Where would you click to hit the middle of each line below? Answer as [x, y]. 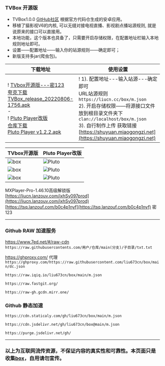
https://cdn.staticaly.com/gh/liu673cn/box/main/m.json [63, 316]
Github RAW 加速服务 [31, 231]
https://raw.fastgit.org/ [31, 284]
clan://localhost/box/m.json [112, 119]
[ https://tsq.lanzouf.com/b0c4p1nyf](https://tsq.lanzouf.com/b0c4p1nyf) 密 [81, 207]
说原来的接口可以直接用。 [38, 32]
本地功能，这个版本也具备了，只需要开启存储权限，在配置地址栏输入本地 [85, 38]
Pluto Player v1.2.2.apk [34, 132]
